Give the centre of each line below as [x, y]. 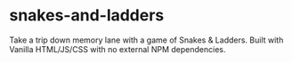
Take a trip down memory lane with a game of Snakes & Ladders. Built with [146, 40]
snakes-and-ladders [87, 15]
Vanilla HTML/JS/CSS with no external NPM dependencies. [118, 49]
